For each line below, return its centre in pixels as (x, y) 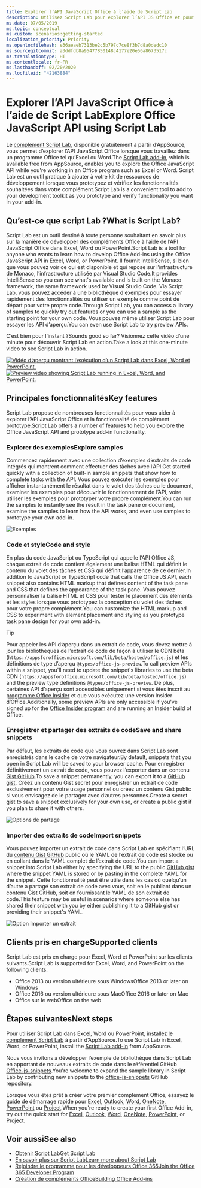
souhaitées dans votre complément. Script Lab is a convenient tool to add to (99, 189)
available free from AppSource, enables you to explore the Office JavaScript (100, 164)
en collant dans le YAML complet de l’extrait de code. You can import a (92, 861)
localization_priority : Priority (48, 40)
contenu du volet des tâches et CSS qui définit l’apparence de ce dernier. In (99, 570)
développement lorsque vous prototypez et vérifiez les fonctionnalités (92, 183)
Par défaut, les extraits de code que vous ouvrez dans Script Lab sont (92, 751)
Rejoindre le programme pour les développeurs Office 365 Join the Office (105, 1166)
